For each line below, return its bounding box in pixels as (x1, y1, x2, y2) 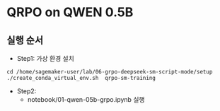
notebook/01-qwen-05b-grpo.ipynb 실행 (27, 95, 145, 103)
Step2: (16, 87, 37, 95)
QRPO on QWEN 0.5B (6, 4, 134, 21)
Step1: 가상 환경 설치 (16, 54, 75, 62)
